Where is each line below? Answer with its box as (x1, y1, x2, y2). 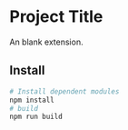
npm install (9, 95, 54, 105)
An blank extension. (9, 36, 84, 47)
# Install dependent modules (9, 86, 120, 96)
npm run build (9, 112, 64, 122)
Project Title (9, 6, 103, 27)
